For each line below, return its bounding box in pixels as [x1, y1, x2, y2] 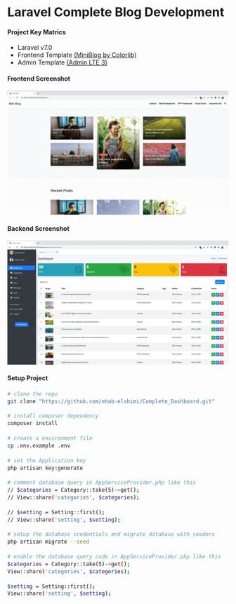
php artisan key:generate [7, 464, 83, 471]
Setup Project [7, 374, 48, 382]
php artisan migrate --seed [7, 538, 90, 546]
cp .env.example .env [7, 442, 71, 449]
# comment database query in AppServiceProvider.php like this [7, 479, 197, 486]
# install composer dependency [7, 412, 99, 420]
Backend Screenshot [7, 224, 70, 232]
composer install [7, 420, 58, 427]
